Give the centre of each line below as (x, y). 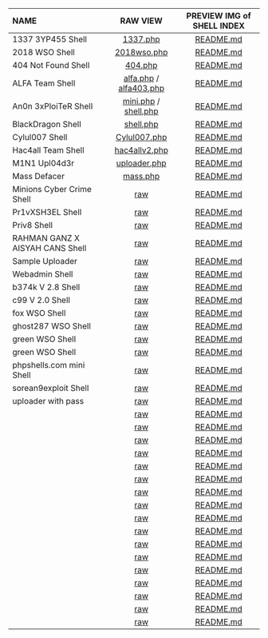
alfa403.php (142, 88)
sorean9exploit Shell (51, 388)
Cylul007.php (141, 137)
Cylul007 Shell (40, 137)
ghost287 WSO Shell (52, 326)
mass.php (142, 176)
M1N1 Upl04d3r (43, 163)
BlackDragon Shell (47, 124)
